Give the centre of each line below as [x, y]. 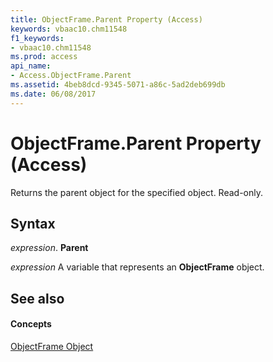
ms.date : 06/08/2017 [53, 94]
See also [37, 298]
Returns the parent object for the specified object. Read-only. [137, 192]
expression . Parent [49, 248]
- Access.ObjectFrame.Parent [71, 76]
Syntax [33, 223]
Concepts [31, 324]
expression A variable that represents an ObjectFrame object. [137, 267]
